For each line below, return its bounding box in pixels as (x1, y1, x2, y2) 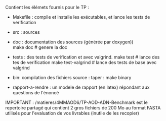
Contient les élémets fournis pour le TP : (5, 5, 90, 10)
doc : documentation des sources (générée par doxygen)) (12, 39, 134, 45)
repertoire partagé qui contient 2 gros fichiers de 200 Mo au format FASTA (5, 105, 161, 110)
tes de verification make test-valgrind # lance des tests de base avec (12, 59, 157, 65)
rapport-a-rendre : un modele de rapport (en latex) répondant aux (12, 84, 150, 90)
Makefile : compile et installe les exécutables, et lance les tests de (12, 14, 150, 20)
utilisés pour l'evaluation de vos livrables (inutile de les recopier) (5, 110, 139, 116)
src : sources (12, 29, 40, 35)
